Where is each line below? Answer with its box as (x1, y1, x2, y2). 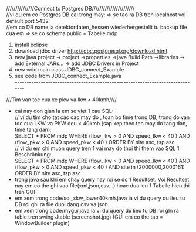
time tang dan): (14, 126, 52, 133)
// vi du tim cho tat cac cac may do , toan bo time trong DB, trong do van (14, 114, 190, 121)
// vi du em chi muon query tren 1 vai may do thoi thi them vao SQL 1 (14, 145, 180, 152)
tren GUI (14, 189, 35, 195)
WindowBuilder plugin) (14, 220, 70, 226)
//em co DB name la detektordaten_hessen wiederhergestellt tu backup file (6, 23, 188, 30)
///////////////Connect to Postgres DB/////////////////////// (6, 5, 135, 12)
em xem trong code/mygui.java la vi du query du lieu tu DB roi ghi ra (14, 207, 179, 214)
